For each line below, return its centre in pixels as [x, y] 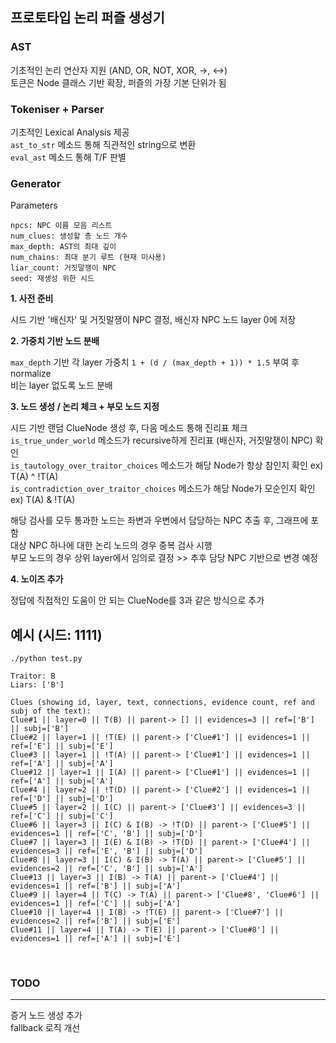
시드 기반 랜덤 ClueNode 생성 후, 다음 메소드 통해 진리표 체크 [129, 428]
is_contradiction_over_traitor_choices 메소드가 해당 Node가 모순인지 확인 [163, 489]
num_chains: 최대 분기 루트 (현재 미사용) [88, 258]
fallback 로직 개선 [45, 1028]
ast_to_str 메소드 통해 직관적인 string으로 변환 [103, 144]
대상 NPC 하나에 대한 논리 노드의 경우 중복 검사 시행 [111, 545]
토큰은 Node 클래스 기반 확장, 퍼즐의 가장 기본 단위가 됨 [118, 82]
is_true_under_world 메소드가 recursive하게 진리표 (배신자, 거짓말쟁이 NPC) [161, 440]
